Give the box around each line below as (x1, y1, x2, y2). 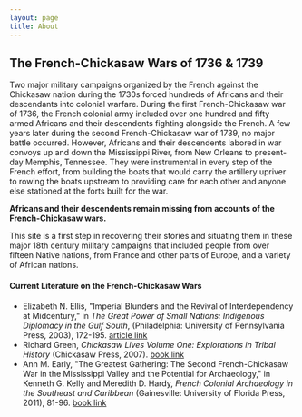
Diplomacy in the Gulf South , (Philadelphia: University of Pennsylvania (22, 320, 286, 331)
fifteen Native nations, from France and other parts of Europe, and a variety (9, 250, 291, 261)
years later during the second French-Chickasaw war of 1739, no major (9, 128, 275, 139)
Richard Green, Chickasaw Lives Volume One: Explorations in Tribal (22, 339, 277, 350)
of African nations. (9, 260, 79, 271)
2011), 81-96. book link (22, 397, 107, 408)
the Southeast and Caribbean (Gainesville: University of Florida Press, (22, 387, 286, 398)
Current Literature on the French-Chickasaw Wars (9, 280, 202, 291)
